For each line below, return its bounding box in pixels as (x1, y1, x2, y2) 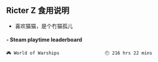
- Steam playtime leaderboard (6, 36, 83, 43)
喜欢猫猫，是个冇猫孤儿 (14, 22, 73, 30)
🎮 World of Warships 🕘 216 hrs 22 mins (6, 50, 153, 56)
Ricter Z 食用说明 (6, 5, 70, 16)
